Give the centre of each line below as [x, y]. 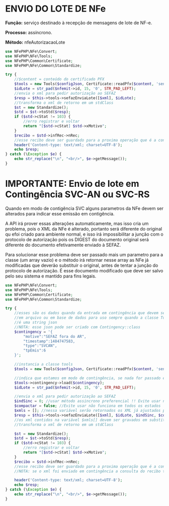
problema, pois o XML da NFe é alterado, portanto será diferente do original [84, 229]
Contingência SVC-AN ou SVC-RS [77, 195]
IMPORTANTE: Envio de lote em [72, 184]
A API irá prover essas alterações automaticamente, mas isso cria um [77, 223]
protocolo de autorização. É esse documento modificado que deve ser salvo [84, 270]
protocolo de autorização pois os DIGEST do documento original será [77, 239]
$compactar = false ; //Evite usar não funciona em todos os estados [88, 406]
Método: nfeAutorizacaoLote [35, 42]
